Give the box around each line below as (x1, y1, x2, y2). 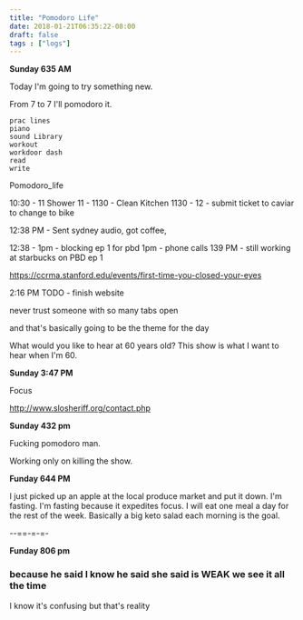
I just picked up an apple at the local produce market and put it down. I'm (9, 491, 283, 502)
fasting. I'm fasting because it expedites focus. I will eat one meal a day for (9, 501, 289, 512)
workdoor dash (9, 148, 64, 157)
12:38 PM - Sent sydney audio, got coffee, (9, 225, 167, 236)
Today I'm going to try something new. (9, 81, 153, 92)
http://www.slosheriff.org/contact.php (9, 403, 151, 414)
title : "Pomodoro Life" (9, 13, 100, 23)
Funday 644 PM (9, 474, 71, 485)
